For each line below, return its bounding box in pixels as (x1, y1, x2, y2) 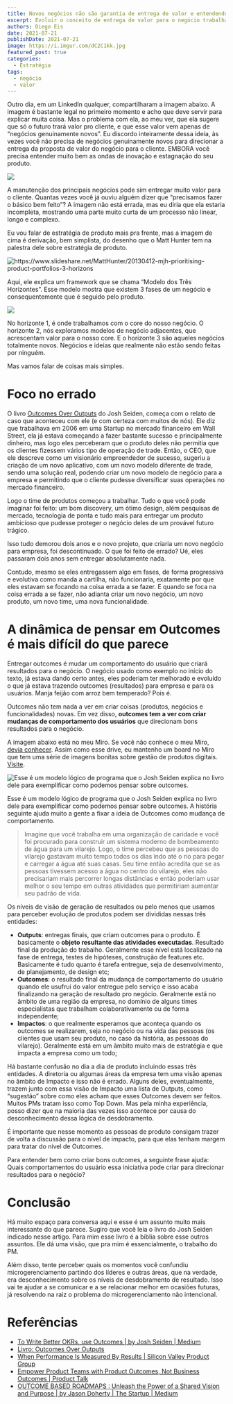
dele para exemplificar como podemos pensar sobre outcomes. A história (7, 802, 217, 810)
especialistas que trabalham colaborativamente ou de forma (17, 1005, 189, 1013)
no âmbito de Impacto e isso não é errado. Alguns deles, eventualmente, (7, 1077, 214, 1086)
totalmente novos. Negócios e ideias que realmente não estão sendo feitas (7, 341, 221, 349)
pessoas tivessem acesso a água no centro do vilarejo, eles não (24, 867, 207, 875)
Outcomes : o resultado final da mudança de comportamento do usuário (17, 975, 223, 984)
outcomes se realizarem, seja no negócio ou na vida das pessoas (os (17, 1027, 215, 1035)
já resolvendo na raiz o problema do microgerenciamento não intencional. (7, 1290, 218, 1299)
